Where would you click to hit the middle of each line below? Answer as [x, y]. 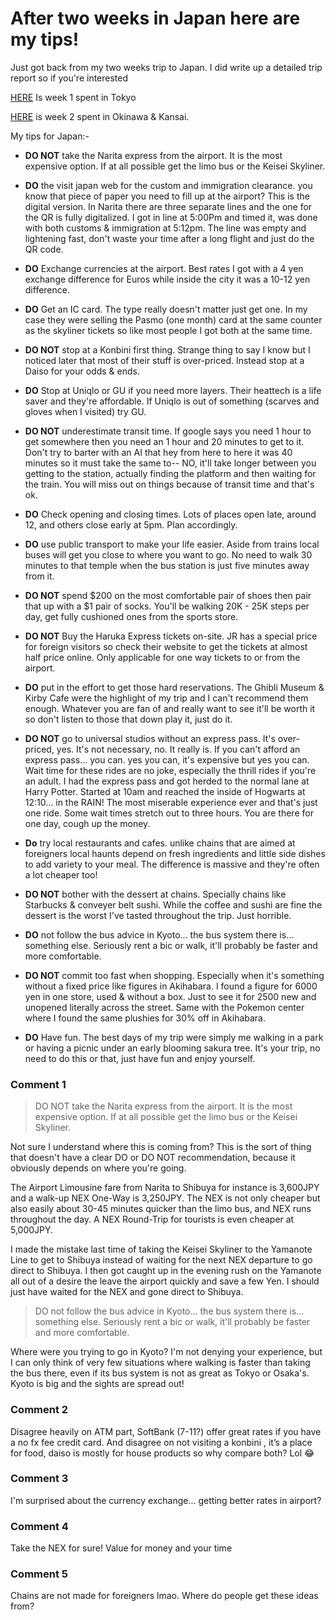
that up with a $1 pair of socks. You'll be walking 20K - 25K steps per [167, 606]
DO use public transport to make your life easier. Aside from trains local [172, 544]
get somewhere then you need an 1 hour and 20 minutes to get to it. [164, 441]
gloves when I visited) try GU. [85, 411]
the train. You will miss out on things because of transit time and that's [169, 484]
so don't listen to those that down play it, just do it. [128, 719]
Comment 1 [38, 1084]
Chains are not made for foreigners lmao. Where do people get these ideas [164, 1596]
